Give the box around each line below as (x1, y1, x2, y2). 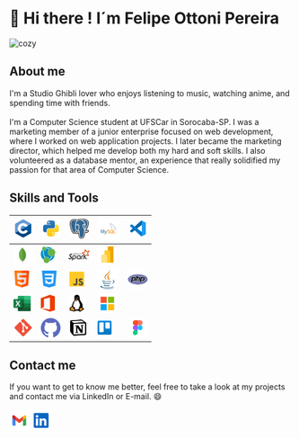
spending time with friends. (9, 97, 110, 108)
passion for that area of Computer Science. (9, 164, 170, 174)
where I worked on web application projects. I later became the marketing (9, 135, 282, 147)
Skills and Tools (9, 191, 99, 206)
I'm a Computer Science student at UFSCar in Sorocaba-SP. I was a (9, 116, 259, 127)
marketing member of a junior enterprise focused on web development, (9, 126, 274, 137)
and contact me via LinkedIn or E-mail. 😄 (9, 391, 163, 402)
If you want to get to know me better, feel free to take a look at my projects (9, 381, 286, 392)
